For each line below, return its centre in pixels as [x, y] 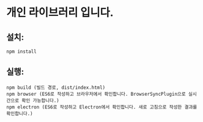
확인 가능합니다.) [40, 101]
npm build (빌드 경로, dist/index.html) [56, 87]
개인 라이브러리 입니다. [60, 13]
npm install [21, 51]
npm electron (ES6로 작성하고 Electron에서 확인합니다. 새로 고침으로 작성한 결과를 [102, 107]
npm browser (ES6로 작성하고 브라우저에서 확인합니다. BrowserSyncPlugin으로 [96, 94]
